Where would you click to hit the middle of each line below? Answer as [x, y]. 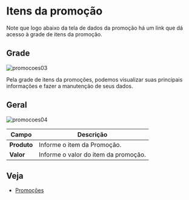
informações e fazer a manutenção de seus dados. [70, 86]
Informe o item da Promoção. [80, 144]
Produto [21, 144]
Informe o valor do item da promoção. [92, 154]
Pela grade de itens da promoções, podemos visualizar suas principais [94, 79]
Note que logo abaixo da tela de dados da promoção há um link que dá [95, 28]
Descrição [92, 134]
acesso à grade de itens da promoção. [55, 34]
